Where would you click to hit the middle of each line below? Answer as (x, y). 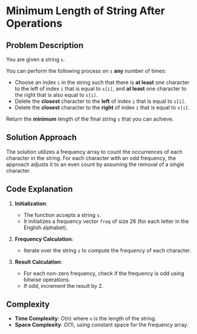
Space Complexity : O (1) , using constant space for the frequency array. (101, 325)
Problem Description (45, 45)
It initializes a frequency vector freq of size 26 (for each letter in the (106, 221)
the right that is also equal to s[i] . (56, 95)
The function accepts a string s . (62, 215)
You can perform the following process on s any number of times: (86, 71)
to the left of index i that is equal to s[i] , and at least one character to (101, 89)
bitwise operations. (47, 280)
